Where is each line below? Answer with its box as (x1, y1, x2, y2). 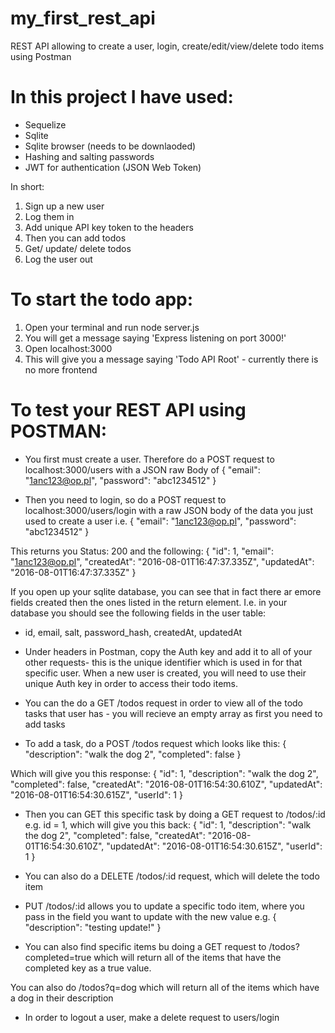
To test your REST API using (10, 399, 247, 421)
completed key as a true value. (24, 962, 152, 974)
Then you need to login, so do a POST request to (24, 493, 227, 506)
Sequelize (24, 118, 67, 131)
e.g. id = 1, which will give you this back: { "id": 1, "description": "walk (24, 818, 312, 831)
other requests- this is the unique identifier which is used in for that (24, 656, 303, 668)
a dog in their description (10, 992, 114, 1004)
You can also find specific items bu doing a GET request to (24, 940, 267, 952)
